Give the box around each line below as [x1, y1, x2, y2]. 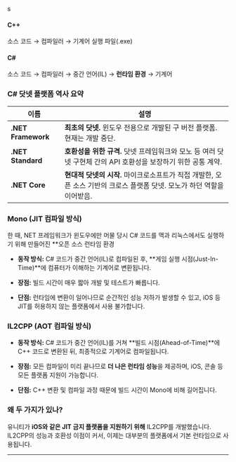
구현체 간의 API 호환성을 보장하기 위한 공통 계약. [72, 156, 223, 166]
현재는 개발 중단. [64, 133, 116, 143]
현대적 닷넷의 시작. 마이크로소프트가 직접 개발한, [64, 170, 214, 179]
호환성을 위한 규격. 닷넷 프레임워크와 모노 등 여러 [64, 146, 216, 156]
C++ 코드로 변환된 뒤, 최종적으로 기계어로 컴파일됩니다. [17, 347, 169, 355]
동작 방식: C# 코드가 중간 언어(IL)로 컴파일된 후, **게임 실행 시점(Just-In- [17, 254, 219, 263]
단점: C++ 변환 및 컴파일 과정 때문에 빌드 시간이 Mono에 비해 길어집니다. [17, 386, 218, 394]
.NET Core [11, 180, 46, 190]
